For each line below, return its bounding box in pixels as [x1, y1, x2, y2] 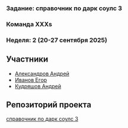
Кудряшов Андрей [14, 82, 62, 89]
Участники [6, 55, 49, 65]
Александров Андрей [14, 70, 70, 77]
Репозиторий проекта [6, 100, 92, 110]
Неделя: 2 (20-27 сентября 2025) [6, 36, 108, 44]
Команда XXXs [6, 20, 52, 28]
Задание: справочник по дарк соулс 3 [6, 4, 123, 12]
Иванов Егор [14, 76, 47, 84]
